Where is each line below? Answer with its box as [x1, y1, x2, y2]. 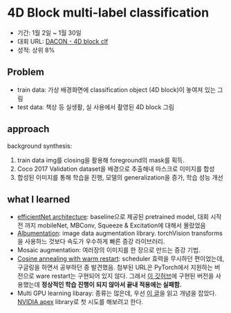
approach [7, 123, 50, 135]
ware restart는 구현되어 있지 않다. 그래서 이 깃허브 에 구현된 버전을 [35, 272, 214, 281]
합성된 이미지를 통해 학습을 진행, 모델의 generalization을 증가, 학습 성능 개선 [17, 173, 223, 181]
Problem [7, 66, 45, 78]
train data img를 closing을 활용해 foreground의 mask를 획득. [17, 155, 185, 164]
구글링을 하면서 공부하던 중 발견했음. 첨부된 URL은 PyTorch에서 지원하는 [17, 263, 213, 272]
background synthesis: [7, 142, 73, 150]
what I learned [7, 193, 71, 205]
